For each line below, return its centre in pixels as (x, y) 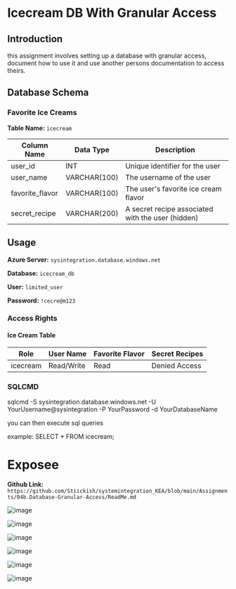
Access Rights (32, 319)
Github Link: (26, 484)
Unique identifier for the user (173, 166)
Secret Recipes (177, 354)
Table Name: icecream (40, 128)
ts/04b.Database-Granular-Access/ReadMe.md (72, 497)
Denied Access (176, 365)
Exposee (33, 465)
